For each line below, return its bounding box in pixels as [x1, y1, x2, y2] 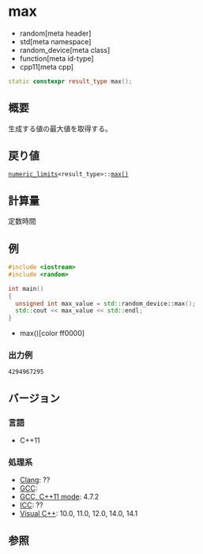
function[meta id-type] [19, 54, 94, 63]
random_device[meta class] [19, 45, 111, 55]
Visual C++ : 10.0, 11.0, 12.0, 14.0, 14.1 [19, 509, 138, 518]
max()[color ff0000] [19, 329, 85, 338]
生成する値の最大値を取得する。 [8, 123, 112, 133]
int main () [8, 285, 44, 292]
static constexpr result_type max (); [8, 77, 133, 85]
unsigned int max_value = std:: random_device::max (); [15, 300, 196, 307]
